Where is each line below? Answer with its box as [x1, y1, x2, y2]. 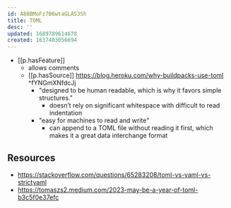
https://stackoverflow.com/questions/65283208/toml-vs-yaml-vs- [17, 171, 211, 179]
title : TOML [7, 17, 42, 24]
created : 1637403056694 [7, 37, 78, 44]
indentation [49, 109, 83, 117]
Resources [7, 151, 56, 163]
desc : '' [7, 23, 33, 30]
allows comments [28, 64, 80, 72]
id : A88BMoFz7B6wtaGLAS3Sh [7, 10, 87, 18]
